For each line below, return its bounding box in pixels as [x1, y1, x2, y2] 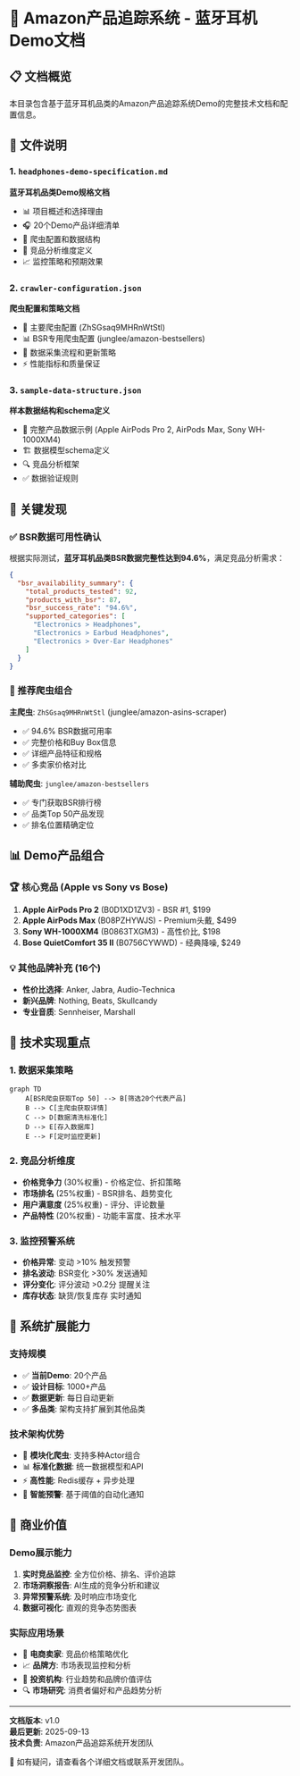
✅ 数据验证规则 [21, 473, 79, 483]
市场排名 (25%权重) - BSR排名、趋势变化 [21, 1187, 173, 1198]
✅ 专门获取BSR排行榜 [21, 797, 102, 808]
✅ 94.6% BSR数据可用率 [21, 725, 113, 736]
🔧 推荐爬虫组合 [9, 684, 73, 697]
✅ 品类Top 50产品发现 [21, 808, 104, 818]
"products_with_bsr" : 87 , [25, 595, 122, 604]
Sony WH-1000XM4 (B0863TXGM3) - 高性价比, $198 [21, 926, 221, 937]
